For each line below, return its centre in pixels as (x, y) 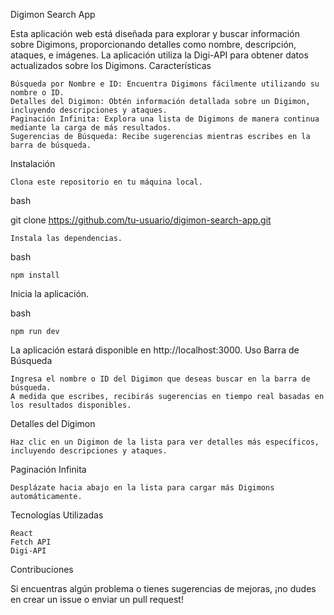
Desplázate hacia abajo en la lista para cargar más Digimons (142, 488)
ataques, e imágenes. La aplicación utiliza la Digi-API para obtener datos (159, 55)
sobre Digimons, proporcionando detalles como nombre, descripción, (153, 44)
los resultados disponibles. (71, 405)
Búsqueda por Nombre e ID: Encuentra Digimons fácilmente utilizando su (165, 84)
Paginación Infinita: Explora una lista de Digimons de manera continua (165, 119)
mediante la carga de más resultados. (91, 128)
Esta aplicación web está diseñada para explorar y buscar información (155, 33)
